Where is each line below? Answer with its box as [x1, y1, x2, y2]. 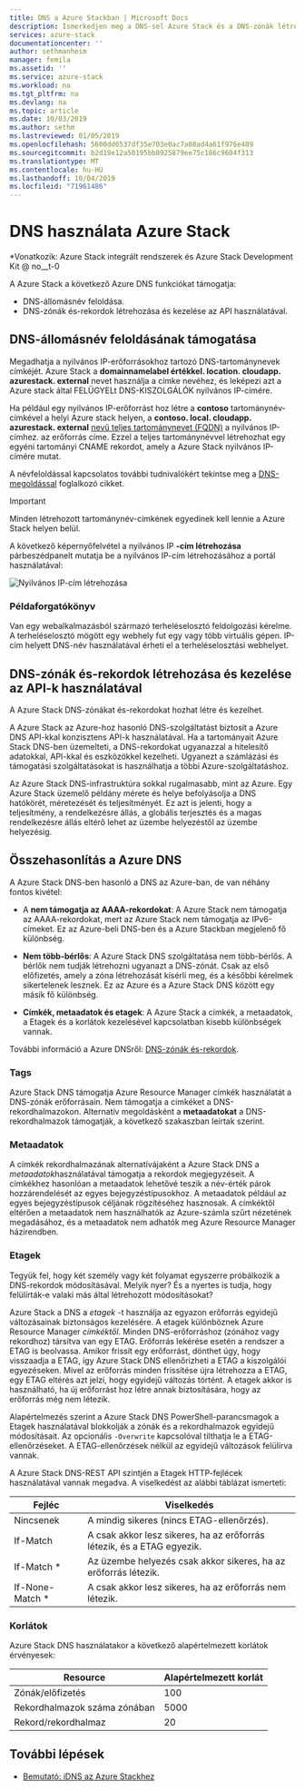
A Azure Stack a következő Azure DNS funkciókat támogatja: [9, 279, 237, 290]
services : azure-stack [9, 30, 95, 39]
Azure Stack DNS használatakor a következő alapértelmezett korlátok [9, 1639, 269, 1650]
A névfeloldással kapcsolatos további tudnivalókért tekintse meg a [9, 468, 257, 479]
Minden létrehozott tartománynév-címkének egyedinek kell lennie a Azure [9, 513, 286, 524]
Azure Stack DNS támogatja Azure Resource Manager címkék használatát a [9, 1087, 292, 1098]
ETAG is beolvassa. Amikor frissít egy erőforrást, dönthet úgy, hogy [9, 1345, 261, 1356]
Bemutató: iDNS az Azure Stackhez [22, 1771, 155, 1782]
